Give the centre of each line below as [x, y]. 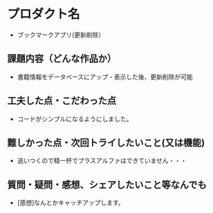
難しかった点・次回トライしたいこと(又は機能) [106, 143]
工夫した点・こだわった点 [62, 101]
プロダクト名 [44, 14]
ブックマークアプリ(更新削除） [61, 35]
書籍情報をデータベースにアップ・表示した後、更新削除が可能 [105, 76]
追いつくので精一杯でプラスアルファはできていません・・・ [102, 161]
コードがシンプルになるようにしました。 [75, 119]
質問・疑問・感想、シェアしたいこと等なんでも [107, 185]
